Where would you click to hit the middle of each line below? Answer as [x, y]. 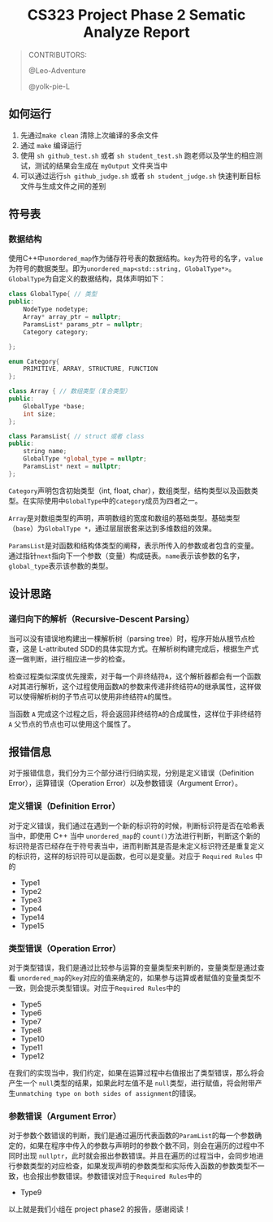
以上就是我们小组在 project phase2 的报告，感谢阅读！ [100, 1209]
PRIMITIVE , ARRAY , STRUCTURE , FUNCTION [91, 369]
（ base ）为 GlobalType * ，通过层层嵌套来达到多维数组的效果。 [113, 528]
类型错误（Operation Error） [65, 948]
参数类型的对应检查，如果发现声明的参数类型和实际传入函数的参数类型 [132, 1166]
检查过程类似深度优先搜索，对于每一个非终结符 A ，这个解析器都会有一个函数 [135, 676]
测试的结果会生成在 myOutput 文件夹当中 [101, 165]
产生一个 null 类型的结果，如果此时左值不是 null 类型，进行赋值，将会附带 [132, 1083]
